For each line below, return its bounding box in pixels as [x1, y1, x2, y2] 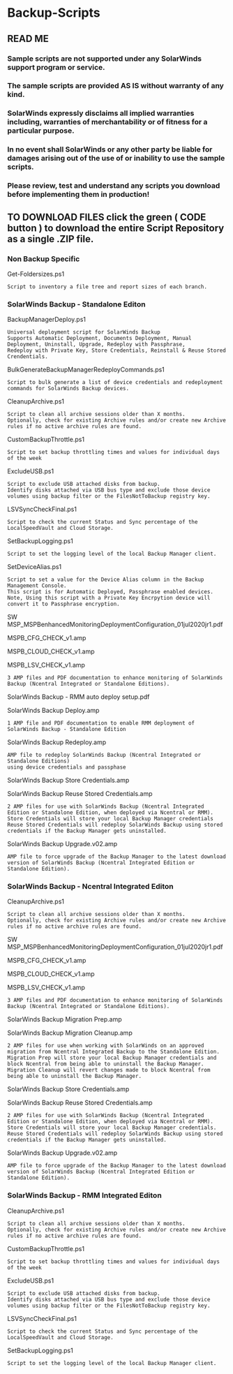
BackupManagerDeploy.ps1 [7, 316, 86, 324]
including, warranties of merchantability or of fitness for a [7, 117, 208, 127]
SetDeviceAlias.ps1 [7, 563, 62, 571]
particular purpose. [7, 126, 75, 135]
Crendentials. [7, 353, 49, 360]
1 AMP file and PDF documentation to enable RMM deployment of [7, 720, 195, 727]
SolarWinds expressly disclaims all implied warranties [7, 108, 195, 118]
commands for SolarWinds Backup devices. [7, 385, 130, 392]
